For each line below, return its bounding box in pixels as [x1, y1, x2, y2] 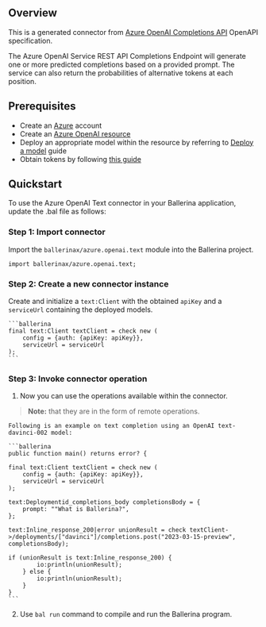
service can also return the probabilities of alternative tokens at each [8, 67, 233, 78]
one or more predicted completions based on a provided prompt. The [8, 60, 235, 69]
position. [8, 76, 37, 86]
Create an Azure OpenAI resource [19, 129, 131, 138]
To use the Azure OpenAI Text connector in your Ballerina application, [8, 198, 237, 208]
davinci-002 [8, 429, 48, 437]
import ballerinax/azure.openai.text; [8, 260, 137, 268]
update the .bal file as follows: [8, 206, 106, 217]
